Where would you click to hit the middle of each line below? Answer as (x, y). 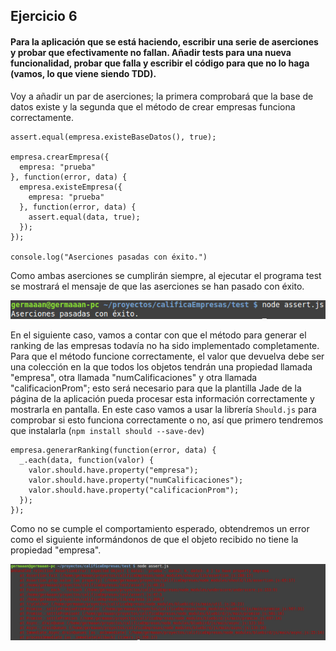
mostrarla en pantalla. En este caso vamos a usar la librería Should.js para (163, 410)
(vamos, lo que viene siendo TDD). (83, 73)
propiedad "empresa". (56, 550)
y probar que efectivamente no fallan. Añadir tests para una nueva (151, 52)
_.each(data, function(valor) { (87, 460)
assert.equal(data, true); (84, 217)
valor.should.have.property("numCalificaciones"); (136, 480)
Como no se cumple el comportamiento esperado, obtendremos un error (160, 529)
